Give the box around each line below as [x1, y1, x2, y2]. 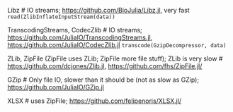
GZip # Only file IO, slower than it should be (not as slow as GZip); [7, 75, 200, 84]
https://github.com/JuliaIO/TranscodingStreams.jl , [7, 33, 153, 42]
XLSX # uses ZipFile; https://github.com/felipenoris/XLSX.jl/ [7, 97, 182, 105]
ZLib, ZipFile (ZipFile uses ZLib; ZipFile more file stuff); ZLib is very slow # [7, 54, 223, 63]
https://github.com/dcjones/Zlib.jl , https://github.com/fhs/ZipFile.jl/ [7, 62, 203, 70]
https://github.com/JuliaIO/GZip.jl [7, 83, 104, 91]
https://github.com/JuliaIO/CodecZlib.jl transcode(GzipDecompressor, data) [7, 41, 227, 49]
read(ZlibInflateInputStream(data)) [7, 13, 115, 20]
